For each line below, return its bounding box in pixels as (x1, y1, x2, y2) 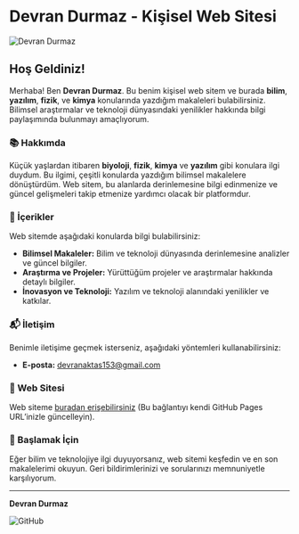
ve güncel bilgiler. (21, 258, 87, 268)
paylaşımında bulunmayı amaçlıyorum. (9, 113, 149, 124)
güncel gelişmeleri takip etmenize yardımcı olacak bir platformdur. (9, 189, 251, 200)
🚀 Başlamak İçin (9, 433, 79, 446)
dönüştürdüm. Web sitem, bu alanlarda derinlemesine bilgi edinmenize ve (9, 179, 279, 190)
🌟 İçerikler (9, 210, 55, 223)
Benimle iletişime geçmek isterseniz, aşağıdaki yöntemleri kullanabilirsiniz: (9, 341, 282, 353)
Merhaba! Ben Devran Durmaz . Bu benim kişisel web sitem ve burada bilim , (9, 85, 287, 95)
